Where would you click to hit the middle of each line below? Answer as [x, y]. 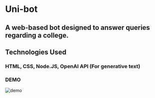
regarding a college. [37, 35]
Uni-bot [21, 9]
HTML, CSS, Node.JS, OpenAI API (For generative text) [73, 66]
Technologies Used [36, 52]
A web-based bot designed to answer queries [78, 28]
